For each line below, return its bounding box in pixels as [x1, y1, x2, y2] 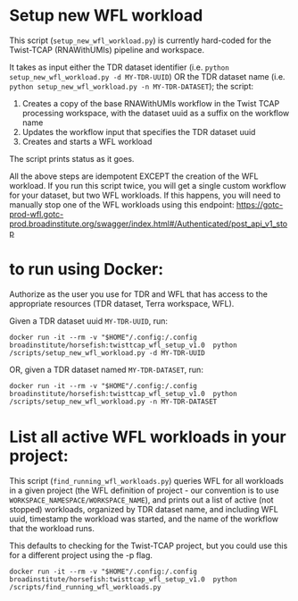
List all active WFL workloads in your [9, 427, 287, 447]
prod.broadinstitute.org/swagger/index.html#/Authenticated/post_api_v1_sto [9, 218, 288, 229]
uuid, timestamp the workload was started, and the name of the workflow [9, 513, 279, 524]
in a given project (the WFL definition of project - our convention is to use [9, 485, 279, 495]
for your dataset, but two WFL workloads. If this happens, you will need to [9, 190, 281, 200]
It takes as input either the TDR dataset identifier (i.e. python [9, 62, 229, 72]
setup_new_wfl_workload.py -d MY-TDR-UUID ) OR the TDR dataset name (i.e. [9, 71, 286, 81]
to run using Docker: [9, 259, 164, 280]
